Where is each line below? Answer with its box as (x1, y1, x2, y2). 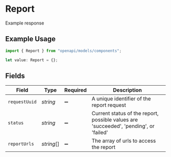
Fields (5, 71, 25, 80)
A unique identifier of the (91, 95, 151, 102)
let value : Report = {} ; (5, 57, 58, 63)
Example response (5, 20, 44, 26)
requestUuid (8, 99, 37, 105)
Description (112, 87, 142, 94)
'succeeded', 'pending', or (91, 123, 155, 130)
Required (64, 87, 87, 94)
